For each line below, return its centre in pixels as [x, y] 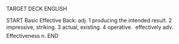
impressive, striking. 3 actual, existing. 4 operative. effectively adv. [90, 27]
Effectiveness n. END [33, 36]
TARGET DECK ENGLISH [37, 9]
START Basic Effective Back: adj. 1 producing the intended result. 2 [89, 20]
